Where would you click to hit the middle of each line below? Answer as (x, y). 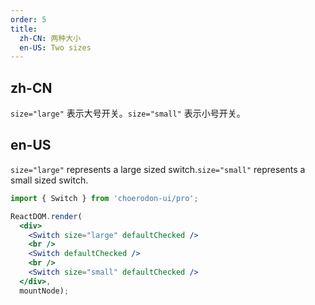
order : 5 (28, 19)
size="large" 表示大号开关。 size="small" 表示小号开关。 (128, 113)
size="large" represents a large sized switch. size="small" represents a (158, 169)
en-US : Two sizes (55, 47)
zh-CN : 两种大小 (50, 38)
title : (24, 29)
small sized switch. (49, 180)
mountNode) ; (44, 291)
